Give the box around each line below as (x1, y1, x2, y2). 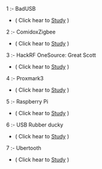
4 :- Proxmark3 (6, 75, 44, 82)
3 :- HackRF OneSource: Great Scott (6, 52, 96, 59)
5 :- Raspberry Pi (6, 98, 49, 105)
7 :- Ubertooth (6, 144, 42, 152)
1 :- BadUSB (6, 5, 36, 12)
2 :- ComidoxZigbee (6, 28, 56, 35)
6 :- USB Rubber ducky (6, 121, 64, 128)
